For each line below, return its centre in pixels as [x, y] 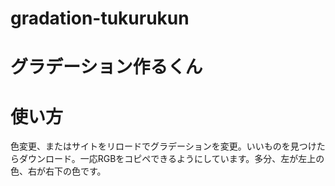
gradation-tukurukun [100, 18]
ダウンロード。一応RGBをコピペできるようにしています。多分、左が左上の [171, 159]
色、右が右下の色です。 [58, 171]
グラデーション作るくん [106, 67]
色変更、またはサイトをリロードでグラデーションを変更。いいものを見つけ [163, 146]
